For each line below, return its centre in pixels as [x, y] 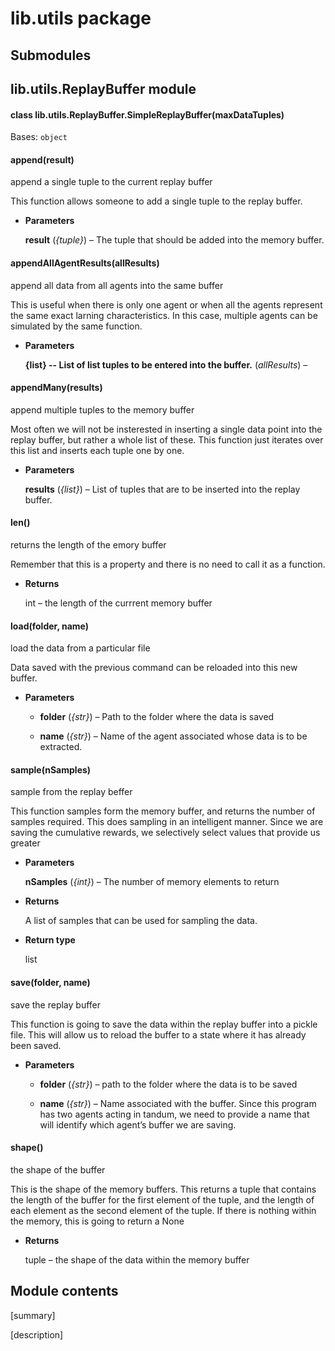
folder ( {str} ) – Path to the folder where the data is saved [157, 717]
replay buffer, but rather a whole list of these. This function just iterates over [167, 439]
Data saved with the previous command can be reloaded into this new [154, 668]
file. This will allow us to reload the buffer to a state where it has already [158, 1034]
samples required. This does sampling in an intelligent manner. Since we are [167, 822]
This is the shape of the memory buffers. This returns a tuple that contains [163, 1189]
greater [25, 843]
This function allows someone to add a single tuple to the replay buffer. [156, 201]
